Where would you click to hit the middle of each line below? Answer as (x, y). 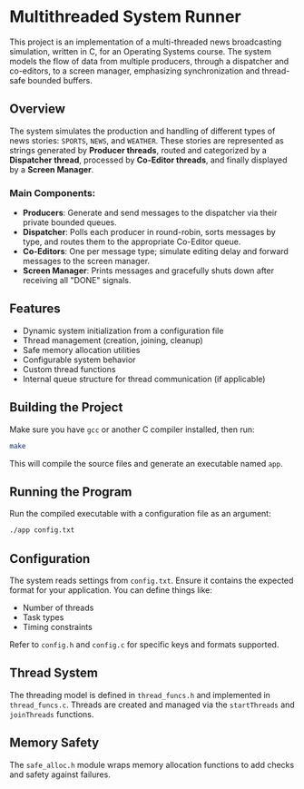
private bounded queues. (70, 222)
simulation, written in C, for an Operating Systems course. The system (141, 51)
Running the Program (71, 492)
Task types (43, 617)
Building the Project (66, 407)
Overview (38, 109)
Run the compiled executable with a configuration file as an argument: (140, 514)
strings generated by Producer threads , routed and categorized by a (138, 150)
